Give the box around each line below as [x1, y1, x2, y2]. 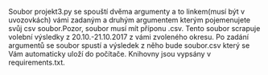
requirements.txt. [8, 57, 66, 67]
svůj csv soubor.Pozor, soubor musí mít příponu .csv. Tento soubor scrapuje [8, 24, 261, 33]
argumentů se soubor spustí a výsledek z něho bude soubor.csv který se [8, 41, 250, 50]
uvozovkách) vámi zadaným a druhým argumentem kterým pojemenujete [8, 15, 251, 25]
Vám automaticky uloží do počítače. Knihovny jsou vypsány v [8, 49, 212, 58]
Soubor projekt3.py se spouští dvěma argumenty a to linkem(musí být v [8, 7, 245, 16]
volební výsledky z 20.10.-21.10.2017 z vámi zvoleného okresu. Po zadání [8, 32, 249, 41]
